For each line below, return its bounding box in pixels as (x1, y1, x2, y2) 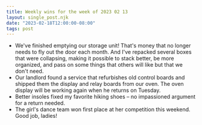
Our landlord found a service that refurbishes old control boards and (14, 74, 185, 81)
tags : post (6, 25, 34, 32)
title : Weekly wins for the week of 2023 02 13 (6, 8, 128, 15)
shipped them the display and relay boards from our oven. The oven (14, 81, 184, 88)
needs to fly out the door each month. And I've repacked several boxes (14, 49, 192, 56)
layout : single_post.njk (6, 14, 69, 20)
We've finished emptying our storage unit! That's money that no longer (14, 42, 191, 49)
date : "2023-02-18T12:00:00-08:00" (6, 20, 96, 26)
